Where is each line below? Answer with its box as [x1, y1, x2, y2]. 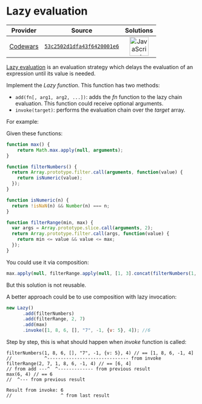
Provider [11, 26, 37, 35]
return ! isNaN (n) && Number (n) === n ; [12, 203, 110, 209]
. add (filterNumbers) [22, 311, 75, 317]
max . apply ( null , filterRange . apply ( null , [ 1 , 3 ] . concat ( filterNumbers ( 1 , [6, 270, 197, 277]
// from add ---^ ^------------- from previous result [6, 366, 150, 372]
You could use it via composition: [6, 258, 89, 266]
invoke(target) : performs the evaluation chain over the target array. [15, 106, 186, 113]
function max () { [6, 141, 50, 147]
